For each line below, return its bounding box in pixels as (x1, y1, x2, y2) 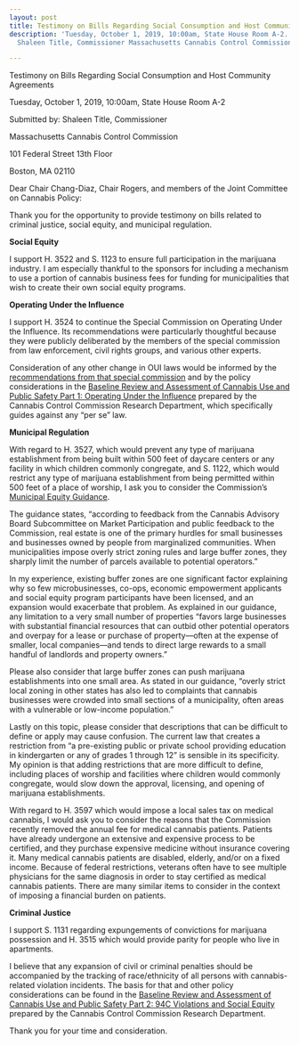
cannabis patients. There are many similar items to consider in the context (9, 881, 280, 892)
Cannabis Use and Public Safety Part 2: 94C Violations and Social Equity (9, 999, 276, 1009)
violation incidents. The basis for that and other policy (36, 980, 234, 991)
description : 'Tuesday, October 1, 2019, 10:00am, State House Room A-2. (9, 29, 289, 38)
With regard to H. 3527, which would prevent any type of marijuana (9, 445, 255, 455)
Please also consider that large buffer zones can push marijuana (9, 666, 246, 677)
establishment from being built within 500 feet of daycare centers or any (9, 453, 275, 464)
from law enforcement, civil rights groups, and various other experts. (9, 345, 262, 356)
